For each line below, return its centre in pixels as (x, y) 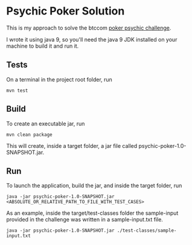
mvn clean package (29, 135)
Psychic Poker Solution (66, 11)
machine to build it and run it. (43, 46)
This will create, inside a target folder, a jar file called (72, 145)
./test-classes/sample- (147, 231)
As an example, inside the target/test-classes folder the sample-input (92, 213)
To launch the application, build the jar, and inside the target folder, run (94, 186)
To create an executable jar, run (46, 123)
